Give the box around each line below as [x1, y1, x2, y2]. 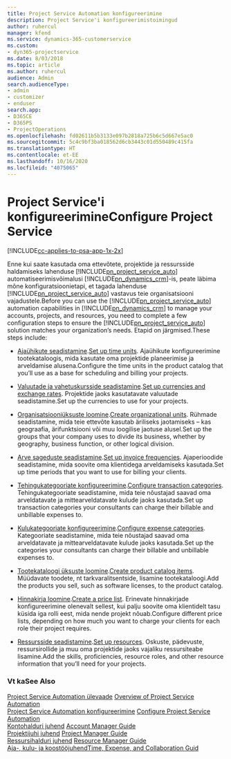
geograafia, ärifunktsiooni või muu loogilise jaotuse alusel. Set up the [17, 424, 212, 433]
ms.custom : [7, 42, 39, 49]
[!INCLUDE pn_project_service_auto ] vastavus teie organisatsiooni [7, 289, 194, 297]
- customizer [7, 94, 45, 101]
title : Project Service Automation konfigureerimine [7, 10, 163, 17]
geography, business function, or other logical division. [17, 440, 174, 448]
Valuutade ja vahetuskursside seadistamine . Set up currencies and [17, 382, 206, 391]
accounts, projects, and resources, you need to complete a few [7, 311, 187, 319]
